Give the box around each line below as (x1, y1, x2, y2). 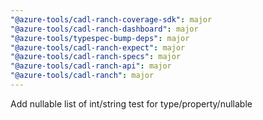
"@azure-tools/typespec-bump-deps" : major (10, 33, 190, 43)
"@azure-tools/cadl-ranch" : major (10, 71, 155, 81)
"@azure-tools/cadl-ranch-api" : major (10, 61, 172, 71)
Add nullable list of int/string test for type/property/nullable (10, 97, 253, 110)
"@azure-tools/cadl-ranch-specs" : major (10, 52, 182, 62)
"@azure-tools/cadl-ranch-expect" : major (10, 42, 186, 53)
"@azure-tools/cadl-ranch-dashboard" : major (10, 24, 199, 34)
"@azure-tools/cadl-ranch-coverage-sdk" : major (10, 14, 213, 25)
